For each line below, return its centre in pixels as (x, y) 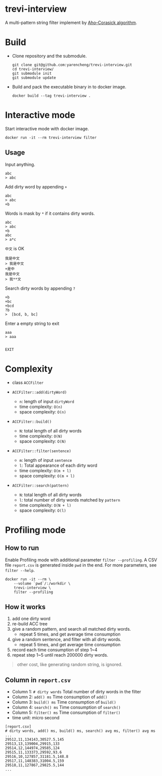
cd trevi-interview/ (33, 69)
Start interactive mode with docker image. (47, 129)
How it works (25, 607)
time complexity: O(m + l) (45, 470)
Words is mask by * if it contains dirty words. (50, 213)
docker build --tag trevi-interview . (51, 96)
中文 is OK (15, 249)
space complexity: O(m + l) (47, 476)
